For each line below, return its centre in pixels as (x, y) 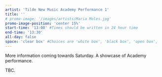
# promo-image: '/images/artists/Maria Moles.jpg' (58, 19)
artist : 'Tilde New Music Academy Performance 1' (57, 10)
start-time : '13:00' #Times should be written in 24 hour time (72, 28)
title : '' (15, 14)
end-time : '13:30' (24, 32)
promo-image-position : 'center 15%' (43, 23)
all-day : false (21, 37)
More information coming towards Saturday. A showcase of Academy (76, 55)
